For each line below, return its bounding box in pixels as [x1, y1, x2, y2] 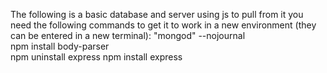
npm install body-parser [10, 40, 110, 52]
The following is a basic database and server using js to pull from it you [10, 9, 304, 20]
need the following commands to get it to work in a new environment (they [10, 19, 317, 31]
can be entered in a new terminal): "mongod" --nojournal [10, 30, 246, 41]
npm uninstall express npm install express [10, 51, 183, 63]
